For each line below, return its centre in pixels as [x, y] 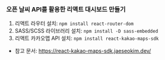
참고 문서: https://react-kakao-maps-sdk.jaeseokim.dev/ [83, 51]
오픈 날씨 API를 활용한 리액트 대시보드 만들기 [66, 9]
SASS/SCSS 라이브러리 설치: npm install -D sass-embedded [86, 31]
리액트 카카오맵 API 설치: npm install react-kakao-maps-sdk [87, 38]
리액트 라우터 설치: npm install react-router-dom [74, 23]
